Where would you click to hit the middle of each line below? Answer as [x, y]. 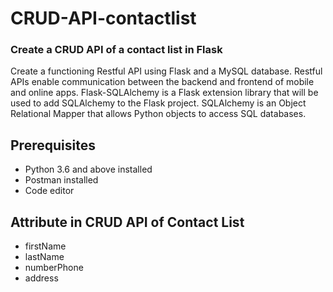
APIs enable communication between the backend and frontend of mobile [162, 82]
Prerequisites [53, 145]
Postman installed [61, 180]
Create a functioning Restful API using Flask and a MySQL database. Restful [166, 71]
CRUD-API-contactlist [103, 18]
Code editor [49, 191]
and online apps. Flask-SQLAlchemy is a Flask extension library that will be [164, 93]
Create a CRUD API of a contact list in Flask [116, 50]
